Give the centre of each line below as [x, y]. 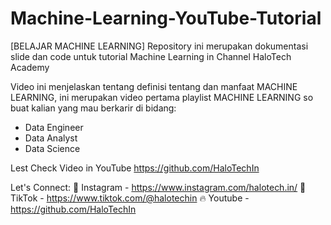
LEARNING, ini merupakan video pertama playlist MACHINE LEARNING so [162, 97]
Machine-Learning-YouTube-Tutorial [166, 18]
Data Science [52, 148]
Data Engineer [54, 127]
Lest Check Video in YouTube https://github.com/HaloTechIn [135, 168]
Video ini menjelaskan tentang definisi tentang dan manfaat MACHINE [154, 86]
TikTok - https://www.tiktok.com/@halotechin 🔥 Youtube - [130, 198]
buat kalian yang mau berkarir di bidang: [93, 108]
